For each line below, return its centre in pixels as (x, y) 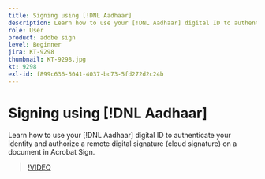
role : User (26, 30)
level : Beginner (35, 45)
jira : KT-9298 (32, 52)
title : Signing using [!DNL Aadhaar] (70, 15)
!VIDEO (39, 167)
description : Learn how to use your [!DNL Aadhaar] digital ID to (119, 23)
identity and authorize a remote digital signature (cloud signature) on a (123, 144)
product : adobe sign (42, 37)
